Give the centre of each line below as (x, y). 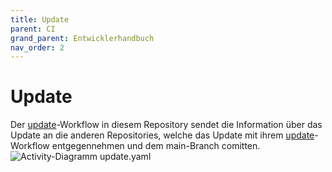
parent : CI (33, 29)
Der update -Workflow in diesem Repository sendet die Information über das (166, 125)
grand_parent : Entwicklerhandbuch (82, 38)
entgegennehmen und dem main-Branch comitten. (156, 146)
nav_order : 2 (37, 47)
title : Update (40, 19)
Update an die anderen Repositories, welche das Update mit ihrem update (162, 135)
